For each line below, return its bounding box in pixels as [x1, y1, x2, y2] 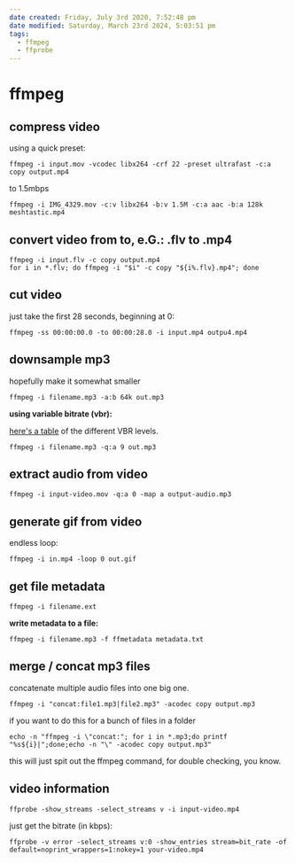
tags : [9, 29, 29, 38]
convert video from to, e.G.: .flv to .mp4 [9, 232, 233, 247]
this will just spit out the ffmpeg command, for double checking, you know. [9, 755, 282, 766]
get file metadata [9, 579, 105, 594]
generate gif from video [9, 514, 143, 529]
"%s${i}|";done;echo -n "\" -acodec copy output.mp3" [9, 740, 213, 749]
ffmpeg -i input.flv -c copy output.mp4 [9, 255, 161, 264]
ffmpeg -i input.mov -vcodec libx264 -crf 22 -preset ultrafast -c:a [9, 160, 272, 169]
